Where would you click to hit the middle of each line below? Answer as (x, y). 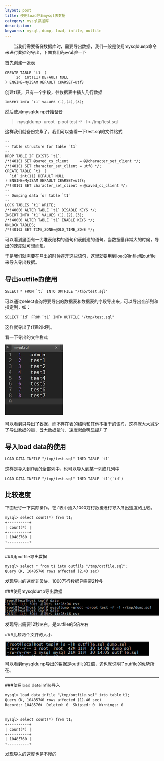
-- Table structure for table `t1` (41, 147)
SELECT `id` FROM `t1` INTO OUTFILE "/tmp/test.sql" (60, 317)
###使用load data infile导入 (32, 685)
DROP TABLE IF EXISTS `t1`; (34, 156)
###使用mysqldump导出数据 (34, 591)
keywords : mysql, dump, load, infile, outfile (53, 31)
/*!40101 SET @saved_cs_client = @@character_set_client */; (73, 161)
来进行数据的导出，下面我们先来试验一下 (46, 52)
